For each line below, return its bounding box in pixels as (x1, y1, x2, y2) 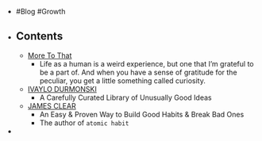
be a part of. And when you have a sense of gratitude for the (39, 67, 237, 77)
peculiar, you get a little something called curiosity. (39, 75, 206, 86)
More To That (27, 51, 72, 60)
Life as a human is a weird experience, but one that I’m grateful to (39, 59, 254, 68)
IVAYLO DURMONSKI (27, 84, 97, 93)
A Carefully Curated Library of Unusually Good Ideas (39, 93, 212, 102)
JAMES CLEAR (27, 101, 77, 110)
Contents (15, 29, 64, 43)
